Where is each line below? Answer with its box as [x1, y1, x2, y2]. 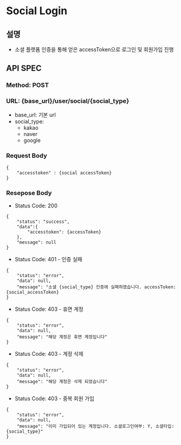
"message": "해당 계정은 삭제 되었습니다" [17, 379, 108, 385]
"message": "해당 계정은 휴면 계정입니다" [17, 334, 108, 340]
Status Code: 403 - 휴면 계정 [14, 306, 84, 313]
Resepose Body [6, 189, 52, 197]
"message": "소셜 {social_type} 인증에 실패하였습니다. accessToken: [17, 284, 176, 290]
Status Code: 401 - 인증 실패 [14, 256, 83, 263]
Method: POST [6, 81, 49, 89]
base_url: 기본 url [14, 111, 56, 118]
